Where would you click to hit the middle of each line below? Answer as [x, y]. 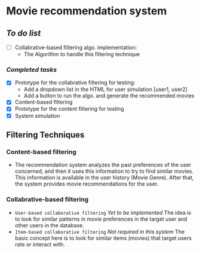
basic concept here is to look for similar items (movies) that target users [103, 238]
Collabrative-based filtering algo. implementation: [76, 47]
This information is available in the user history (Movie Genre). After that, [104, 178]
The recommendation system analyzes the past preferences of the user [103, 165]
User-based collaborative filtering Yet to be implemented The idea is [103, 212]
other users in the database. [50, 225]
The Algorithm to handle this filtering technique [82, 54]
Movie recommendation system [87, 11]
